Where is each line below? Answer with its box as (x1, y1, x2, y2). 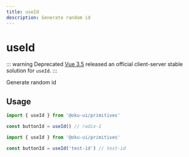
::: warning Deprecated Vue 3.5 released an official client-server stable (6, 61, 183, 68)
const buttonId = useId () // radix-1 (6, 124, 102, 130)
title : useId (6, 8, 39, 15)
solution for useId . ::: (6, 67, 58, 75)
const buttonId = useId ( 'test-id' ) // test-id (6, 145, 126, 152)
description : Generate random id (6, 15, 91, 21)
